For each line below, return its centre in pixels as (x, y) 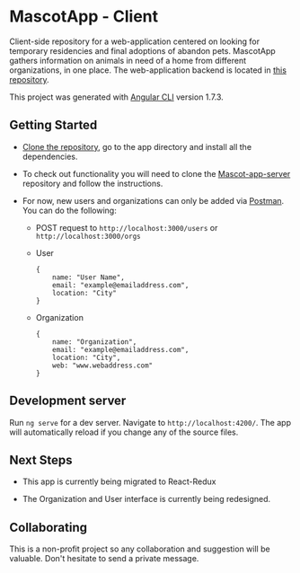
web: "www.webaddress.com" (103, 366)
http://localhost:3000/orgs (88, 236)
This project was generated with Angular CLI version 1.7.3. (117, 97)
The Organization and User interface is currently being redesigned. (146, 499)
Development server (68, 401)
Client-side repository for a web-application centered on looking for (135, 41)
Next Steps (41, 460)
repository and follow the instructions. (93, 183)
